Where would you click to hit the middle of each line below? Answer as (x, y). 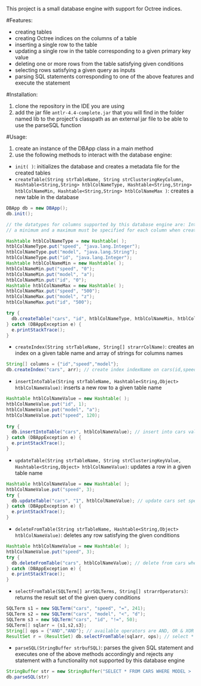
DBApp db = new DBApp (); (37, 208)
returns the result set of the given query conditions (77, 598)
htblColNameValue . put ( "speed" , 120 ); (53, 415)
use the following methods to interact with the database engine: (93, 155)
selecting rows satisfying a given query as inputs (75, 70)
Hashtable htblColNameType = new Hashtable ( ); (67, 241)
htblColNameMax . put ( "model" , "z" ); (51, 297)
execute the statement (42, 83)
